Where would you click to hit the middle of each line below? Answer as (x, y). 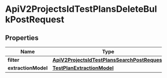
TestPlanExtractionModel (83, 68)
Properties (22, 38)
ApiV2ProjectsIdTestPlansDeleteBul (81, 9)
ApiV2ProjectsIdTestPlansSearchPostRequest (108, 60)
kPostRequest (35, 19)
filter (14, 60)
